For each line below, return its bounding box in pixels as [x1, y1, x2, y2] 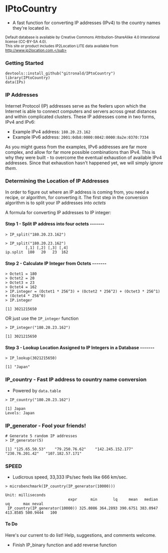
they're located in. [12, 25, 50, 31]
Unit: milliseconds [5, 493, 46, 498]
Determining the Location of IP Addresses [5, 177, 109, 185]
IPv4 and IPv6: [5, 119, 36, 125]
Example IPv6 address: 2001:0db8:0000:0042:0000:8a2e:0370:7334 [12, 134, 149, 140]
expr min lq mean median [68, 497, 158, 502]
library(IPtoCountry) [5, 75, 51, 80]
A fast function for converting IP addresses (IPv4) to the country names [12, 20, 160, 26]
